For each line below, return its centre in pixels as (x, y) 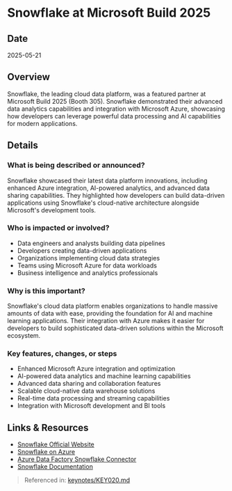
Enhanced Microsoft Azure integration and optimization (96, 369)
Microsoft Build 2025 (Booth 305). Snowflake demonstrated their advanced (115, 101)
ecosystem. (24, 336)
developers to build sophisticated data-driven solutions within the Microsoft (115, 328)
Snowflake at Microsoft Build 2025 (109, 13)
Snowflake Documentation (55, 467)
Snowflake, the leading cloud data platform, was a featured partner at (107, 94)
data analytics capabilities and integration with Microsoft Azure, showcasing (116, 109)
